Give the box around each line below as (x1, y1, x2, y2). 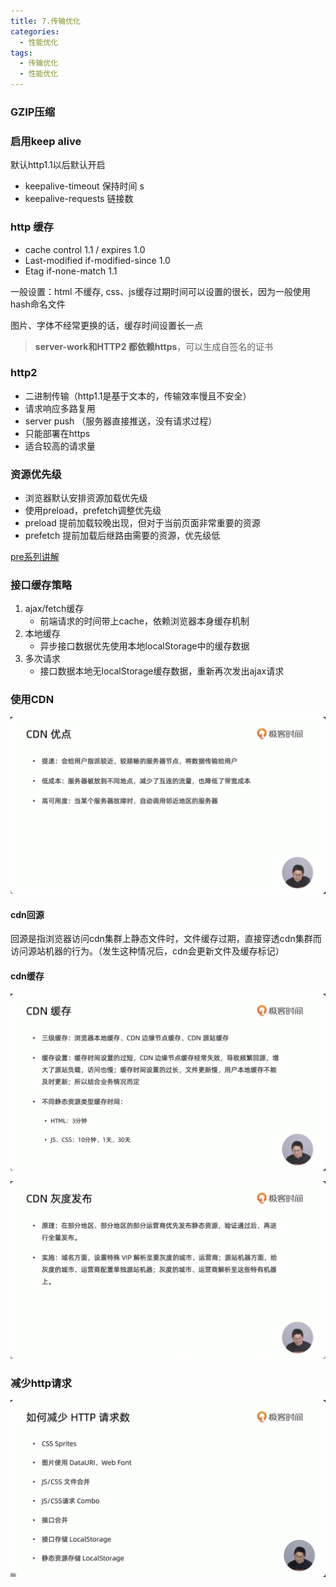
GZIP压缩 (10, 105, 56, 119)
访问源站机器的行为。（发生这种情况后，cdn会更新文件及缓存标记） (10, 945, 285, 957)
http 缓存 (10, 220, 54, 234)
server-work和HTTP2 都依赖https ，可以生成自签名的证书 (34, 340, 274, 352)
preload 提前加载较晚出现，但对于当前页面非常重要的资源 (24, 517, 261, 529)
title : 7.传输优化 (10, 16, 82, 26)
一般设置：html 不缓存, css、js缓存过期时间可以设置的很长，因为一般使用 (10, 285, 311, 297)
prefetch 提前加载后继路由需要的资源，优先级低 (24, 530, 221, 542)
